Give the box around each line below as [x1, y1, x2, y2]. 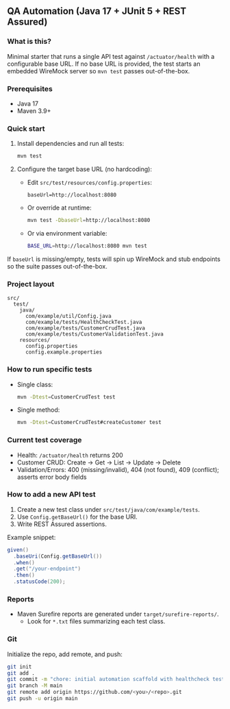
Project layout [7, 279, 55, 288]
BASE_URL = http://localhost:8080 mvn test [27, 242, 147, 249]
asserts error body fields [16, 473, 87, 481]
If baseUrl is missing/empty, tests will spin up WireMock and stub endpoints [7, 255, 221, 263]
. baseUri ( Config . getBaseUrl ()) [13, 553, 103, 560]
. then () [13, 572, 36, 579]
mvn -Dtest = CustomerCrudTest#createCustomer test [16, 419, 162, 426]
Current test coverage [7, 435, 82, 445]
